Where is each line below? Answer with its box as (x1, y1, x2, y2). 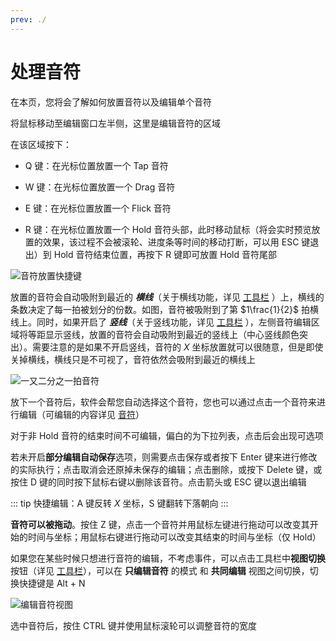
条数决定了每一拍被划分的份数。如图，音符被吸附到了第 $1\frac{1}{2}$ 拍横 (10, 303, 319, 315)
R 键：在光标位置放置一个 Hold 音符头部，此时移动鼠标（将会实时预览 (24, 223, 312, 235)
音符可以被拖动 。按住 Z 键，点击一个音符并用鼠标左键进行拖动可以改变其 (10, 518, 310, 530)
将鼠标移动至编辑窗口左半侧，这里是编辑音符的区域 (10, 117, 221, 129)
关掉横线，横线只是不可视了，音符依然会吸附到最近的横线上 (10, 353, 256, 365)
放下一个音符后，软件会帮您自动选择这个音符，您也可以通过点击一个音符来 (10, 396, 317, 408)
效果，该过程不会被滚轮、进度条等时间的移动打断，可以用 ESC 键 (42, 236, 311, 248)
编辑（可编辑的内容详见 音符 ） (18, 408, 145, 420)
